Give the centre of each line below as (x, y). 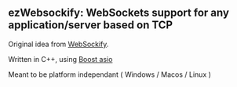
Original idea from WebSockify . (58, 44)
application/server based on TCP (91, 25)
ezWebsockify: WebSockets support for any (119, 13)
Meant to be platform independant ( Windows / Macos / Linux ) (110, 74)
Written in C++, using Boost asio (60, 59)
